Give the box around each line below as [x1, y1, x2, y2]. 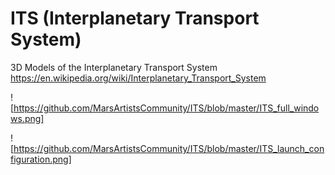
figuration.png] [10, 153, 72, 165]
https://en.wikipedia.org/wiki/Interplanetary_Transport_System [10, 72, 267, 84]
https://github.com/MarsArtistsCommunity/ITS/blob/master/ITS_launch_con [13, 142, 325, 154]
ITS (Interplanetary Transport [10, 7, 260, 30]
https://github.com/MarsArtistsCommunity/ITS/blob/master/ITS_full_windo [13, 102, 320, 114]
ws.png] [10, 112, 45, 124]
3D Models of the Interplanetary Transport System [10, 61, 218, 73]
